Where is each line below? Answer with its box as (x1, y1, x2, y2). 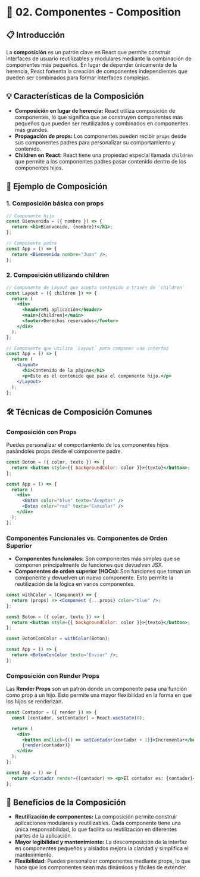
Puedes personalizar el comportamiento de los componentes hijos (6, 441, 168, 449)
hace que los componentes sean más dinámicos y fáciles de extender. (14, 864, 187, 871)
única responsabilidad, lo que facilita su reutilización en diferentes (14, 826, 177, 833)
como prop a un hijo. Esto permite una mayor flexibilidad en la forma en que (6, 691, 192, 699)
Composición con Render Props (6, 671, 100, 680)
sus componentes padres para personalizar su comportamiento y (14, 138, 176, 146)
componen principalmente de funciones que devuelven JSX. (14, 561, 164, 569)
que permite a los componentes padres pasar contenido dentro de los (14, 158, 186, 165)
